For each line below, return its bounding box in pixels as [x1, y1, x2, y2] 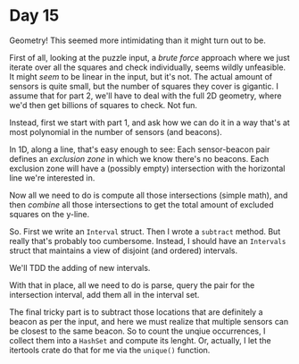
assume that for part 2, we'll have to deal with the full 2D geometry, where [9, 90, 282, 101]
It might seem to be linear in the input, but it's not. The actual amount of [9, 71, 273, 81]
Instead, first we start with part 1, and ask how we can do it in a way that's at [9, 117, 290, 128]
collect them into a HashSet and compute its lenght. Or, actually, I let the [9, 334, 271, 345]
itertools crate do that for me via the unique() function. [9, 344, 211, 355]
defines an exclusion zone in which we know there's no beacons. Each [9, 153, 270, 164]
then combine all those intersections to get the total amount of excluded [9, 199, 274, 210]
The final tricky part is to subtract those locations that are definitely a [9, 306, 263, 317]
